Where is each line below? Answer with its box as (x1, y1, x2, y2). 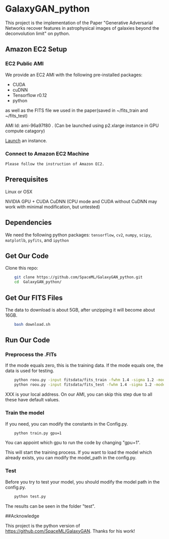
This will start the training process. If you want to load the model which (5, 449, 152, 455)
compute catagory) (5, 128, 45, 134)
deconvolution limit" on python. (5, 30, 70, 36)
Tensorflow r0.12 (12, 92, 47, 98)
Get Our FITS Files (5, 293, 63, 302)
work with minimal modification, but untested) (5, 204, 101, 210)
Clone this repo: (5, 265, 39, 271)
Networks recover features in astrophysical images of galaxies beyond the (5, 25, 159, 31)
